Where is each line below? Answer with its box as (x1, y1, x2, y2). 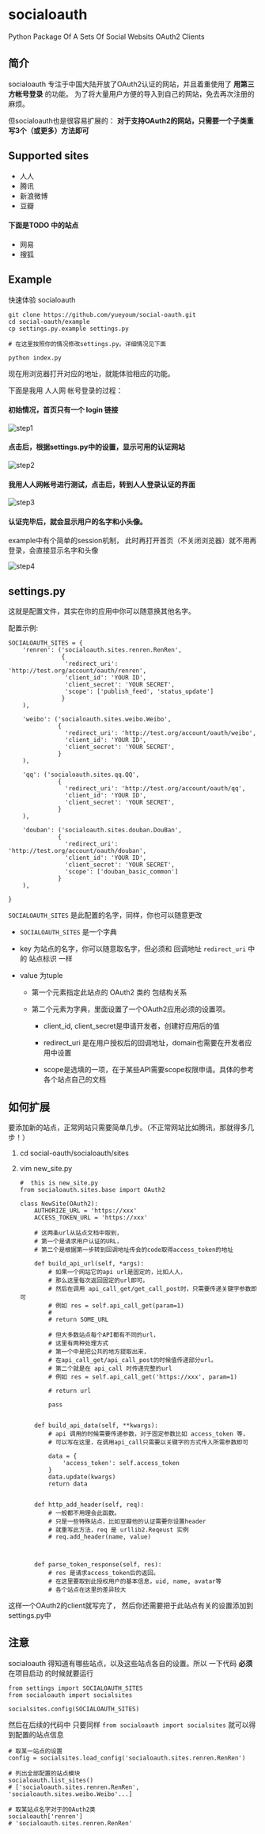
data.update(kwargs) (48, 1473, 116, 1482)
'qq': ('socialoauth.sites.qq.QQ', (22, 771, 140, 779)
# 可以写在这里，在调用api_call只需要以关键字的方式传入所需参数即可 (48, 1439, 249, 1447)
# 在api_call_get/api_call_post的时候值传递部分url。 (48, 1356, 218, 1364)
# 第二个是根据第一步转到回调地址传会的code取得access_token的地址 (34, 1246, 233, 1254)
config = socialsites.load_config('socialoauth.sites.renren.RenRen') (8, 1754, 246, 1762)
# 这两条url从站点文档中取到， (34, 1229, 123, 1237)
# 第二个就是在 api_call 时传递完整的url (48, 1364, 172, 1373)
